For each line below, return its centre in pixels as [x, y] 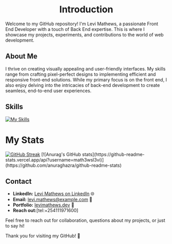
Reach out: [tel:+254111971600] [45, 211]
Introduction [86, 10]
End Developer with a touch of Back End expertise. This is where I [75, 29]
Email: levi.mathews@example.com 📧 [52, 200]
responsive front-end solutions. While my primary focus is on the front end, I [86, 80]
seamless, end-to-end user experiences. [48, 91]
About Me [21, 56]
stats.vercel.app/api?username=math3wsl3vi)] [55, 160]
